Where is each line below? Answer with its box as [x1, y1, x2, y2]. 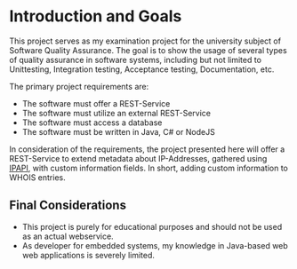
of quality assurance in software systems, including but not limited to [9, 54, 262, 65]
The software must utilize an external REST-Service [21, 107, 212, 118]
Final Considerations [9, 198, 127, 213]
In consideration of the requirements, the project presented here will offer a [9, 144, 285, 154]
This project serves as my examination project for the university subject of [9, 36, 282, 46]
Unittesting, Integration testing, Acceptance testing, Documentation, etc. [9, 64, 275, 75]
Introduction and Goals [9, 6, 182, 27]
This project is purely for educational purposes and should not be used [21, 221, 283, 232]
